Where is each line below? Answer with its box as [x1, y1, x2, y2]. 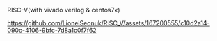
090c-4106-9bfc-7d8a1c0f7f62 [7, 27, 97, 34]
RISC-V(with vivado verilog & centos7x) [7, 6, 120, 14]
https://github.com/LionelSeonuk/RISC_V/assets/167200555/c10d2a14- [7, 19, 210, 27]
